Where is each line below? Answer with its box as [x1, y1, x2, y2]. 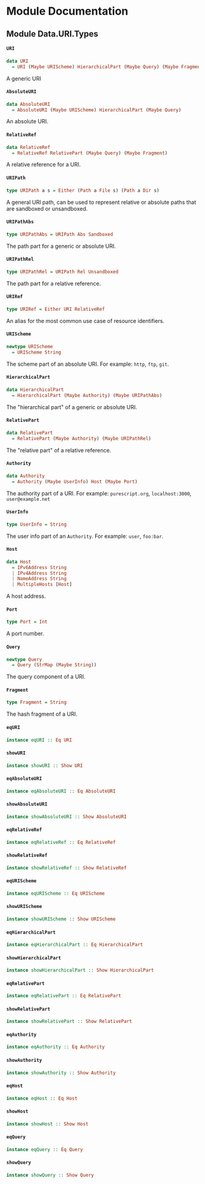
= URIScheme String [12, 349, 62, 355]
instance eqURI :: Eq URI [6, 737, 72, 743]
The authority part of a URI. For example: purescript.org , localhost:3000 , [6, 490, 192, 497]
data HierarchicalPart [6, 387, 64, 393]
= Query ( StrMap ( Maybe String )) [12, 662, 97, 668]
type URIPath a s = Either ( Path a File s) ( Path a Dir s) [6, 187, 160, 194]
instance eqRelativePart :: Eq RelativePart [6, 993, 121, 999]
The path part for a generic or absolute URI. [6, 242, 116, 250]
